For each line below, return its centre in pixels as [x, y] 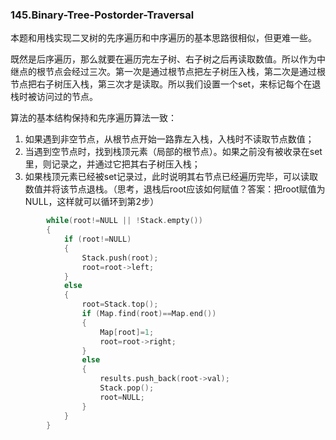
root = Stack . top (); [120, 304]
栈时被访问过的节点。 [54, 97]
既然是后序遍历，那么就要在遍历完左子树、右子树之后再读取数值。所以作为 [163, 59]
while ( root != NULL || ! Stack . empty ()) [124, 221]
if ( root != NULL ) [97, 239]
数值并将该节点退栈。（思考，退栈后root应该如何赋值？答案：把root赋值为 [175, 189]
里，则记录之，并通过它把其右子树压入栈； [112, 164]
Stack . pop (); [127, 388]
